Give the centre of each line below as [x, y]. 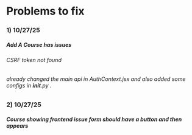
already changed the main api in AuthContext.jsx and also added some [96, 79]
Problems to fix [45, 11]
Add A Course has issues [39, 44]
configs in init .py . [29, 85]
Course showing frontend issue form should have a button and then [94, 119]
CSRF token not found [34, 60]
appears [17, 125]
